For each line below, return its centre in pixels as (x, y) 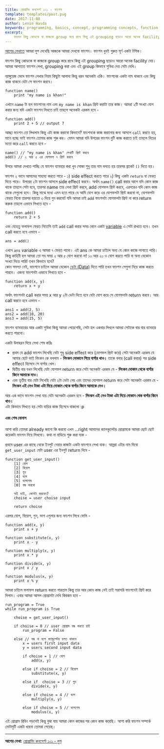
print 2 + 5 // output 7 (39, 123)
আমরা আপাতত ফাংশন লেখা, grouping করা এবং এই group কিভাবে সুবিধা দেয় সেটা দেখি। (71, 66)
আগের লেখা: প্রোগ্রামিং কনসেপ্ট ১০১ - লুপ (33, 741)
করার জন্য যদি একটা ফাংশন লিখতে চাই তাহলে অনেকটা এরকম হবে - (52, 110)
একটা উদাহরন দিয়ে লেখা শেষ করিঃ (29, 343)
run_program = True (25, 605)
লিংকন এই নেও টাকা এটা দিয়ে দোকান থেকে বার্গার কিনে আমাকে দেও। (59, 386)
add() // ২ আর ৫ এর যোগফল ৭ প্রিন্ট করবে (39, 157)
